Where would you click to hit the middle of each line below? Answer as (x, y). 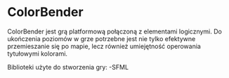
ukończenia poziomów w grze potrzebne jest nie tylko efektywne (102, 38)
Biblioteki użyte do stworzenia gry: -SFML (68, 67)
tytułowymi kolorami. (38, 54)
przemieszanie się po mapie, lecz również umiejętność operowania (104, 46)
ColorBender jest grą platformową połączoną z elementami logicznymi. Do (115, 31)
